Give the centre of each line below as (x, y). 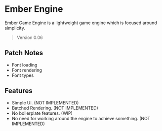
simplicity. (15, 28)
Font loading (24, 65)
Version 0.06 (30, 37)
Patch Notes (24, 53)
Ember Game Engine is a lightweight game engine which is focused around (81, 23)
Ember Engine (34, 9)
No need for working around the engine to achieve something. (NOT (81, 118)
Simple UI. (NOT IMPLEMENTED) (45, 102)
